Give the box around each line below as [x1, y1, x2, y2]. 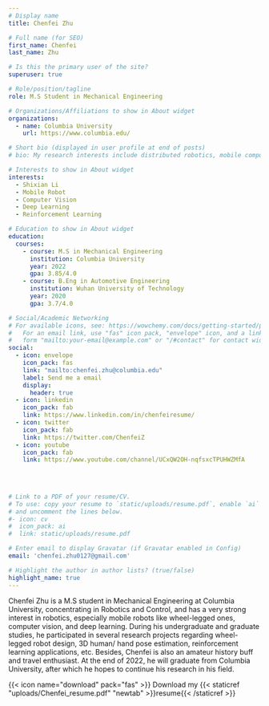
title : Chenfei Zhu [8, 19, 74, 27]
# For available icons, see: [8, 322, 106, 330]
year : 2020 [29, 292, 66, 300]
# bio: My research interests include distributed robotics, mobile [8, 152, 242, 160]
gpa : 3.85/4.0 [29, 270, 78, 278]
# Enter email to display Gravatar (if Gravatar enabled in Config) [8, 545, 242, 553]
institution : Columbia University [29, 254, 146, 263]
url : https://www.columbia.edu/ [22, 129, 130, 137]
